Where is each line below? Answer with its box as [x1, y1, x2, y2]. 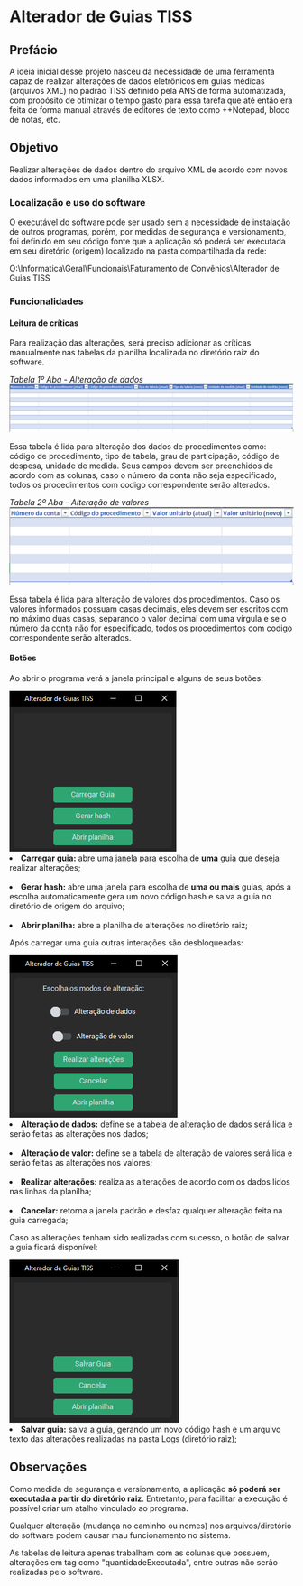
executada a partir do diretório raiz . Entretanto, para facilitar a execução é [9, 1493, 289, 1504]
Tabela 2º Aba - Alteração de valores [9, 497, 150, 508]
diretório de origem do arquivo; [9, 900, 125, 911]
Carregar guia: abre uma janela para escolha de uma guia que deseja [21, 853, 280, 863]
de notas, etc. [9, 115, 60, 124]
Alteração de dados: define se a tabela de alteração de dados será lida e [21, 1119, 293, 1130]
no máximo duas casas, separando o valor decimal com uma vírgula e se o [9, 613, 287, 623]
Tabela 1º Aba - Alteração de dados [9, 374, 144, 385]
